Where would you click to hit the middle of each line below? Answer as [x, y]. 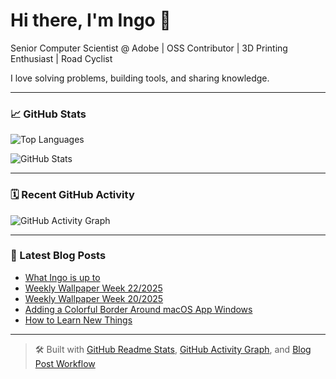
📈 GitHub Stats [48, 114]
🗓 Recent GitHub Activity [72, 195]
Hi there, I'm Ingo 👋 [91, 20]
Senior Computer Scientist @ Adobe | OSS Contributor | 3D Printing [149, 48]
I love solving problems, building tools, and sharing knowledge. [140, 78]
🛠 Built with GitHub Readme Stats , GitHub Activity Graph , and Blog [173, 349]
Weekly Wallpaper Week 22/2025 [93, 288]
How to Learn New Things [78, 320]
